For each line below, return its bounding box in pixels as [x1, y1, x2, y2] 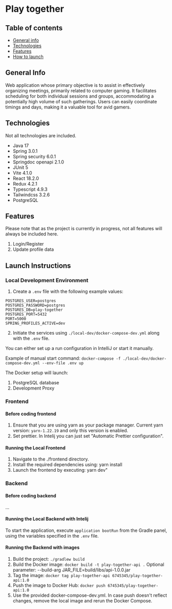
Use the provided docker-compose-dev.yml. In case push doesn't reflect [12, 592, 167, 598]
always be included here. [5, 231, 59, 237]
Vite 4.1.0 [12, 170, 32, 176]
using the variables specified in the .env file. [5, 532, 99, 539]
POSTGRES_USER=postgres [5, 299, 56, 304]
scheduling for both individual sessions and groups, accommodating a [5, 93, 154, 99]
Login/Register [12, 241, 44, 247]
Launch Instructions [5, 261, 71, 270]
